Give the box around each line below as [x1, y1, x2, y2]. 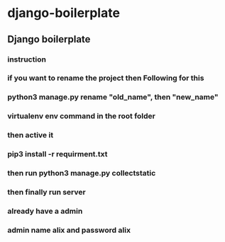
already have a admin [7, 206, 83, 216]
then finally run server [7, 187, 87, 197]
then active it [7, 130, 54, 140]
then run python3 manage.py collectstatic [7, 168, 156, 178]
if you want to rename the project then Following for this [7, 73, 204, 83]
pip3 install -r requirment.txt [7, 149, 108, 159]
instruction [7, 54, 46, 64]
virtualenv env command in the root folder [7, 111, 156, 121]
